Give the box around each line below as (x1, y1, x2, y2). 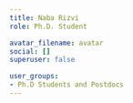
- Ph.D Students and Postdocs (9, 80, 125, 89)
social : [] (9, 46, 51, 56)
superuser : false (9, 56, 76, 65)
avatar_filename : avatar (9, 38, 104, 47)
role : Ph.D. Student (9, 22, 88, 31)
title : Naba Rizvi (9, 13, 79, 23)
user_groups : (9, 72, 59, 81)
